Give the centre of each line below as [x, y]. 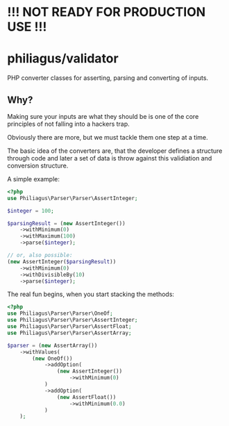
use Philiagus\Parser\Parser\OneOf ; [60, 313]
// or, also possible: [40, 255]
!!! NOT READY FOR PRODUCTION [107, 12]
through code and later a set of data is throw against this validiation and [110, 158]
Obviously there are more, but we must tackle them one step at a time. [108, 137]
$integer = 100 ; [31, 211]
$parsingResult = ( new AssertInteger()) [67, 223]
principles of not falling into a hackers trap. [68, 124]
